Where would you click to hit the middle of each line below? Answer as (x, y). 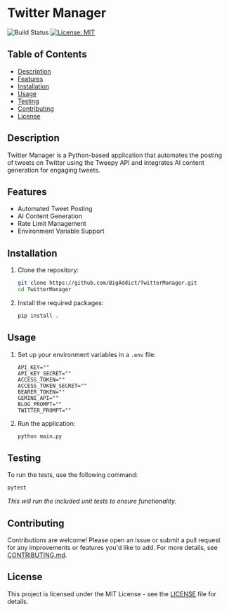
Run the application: (46, 423)
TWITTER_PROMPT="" (44, 410)
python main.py (40, 436)
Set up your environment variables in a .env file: (87, 354)
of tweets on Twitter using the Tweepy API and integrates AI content (106, 162)
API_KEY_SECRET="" (44, 373)
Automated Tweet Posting (55, 209)
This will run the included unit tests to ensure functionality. (92, 501)
